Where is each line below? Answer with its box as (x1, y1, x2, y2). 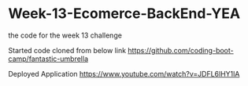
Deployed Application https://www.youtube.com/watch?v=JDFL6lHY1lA (8, 69, 240, 78)
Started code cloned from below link (8, 45, 127, 55)
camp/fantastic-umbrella (8, 54, 89, 63)
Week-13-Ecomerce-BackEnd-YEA (8, 5, 241, 23)
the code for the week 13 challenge (8, 30, 122, 40)
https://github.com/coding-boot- (128, 45, 234, 55)
